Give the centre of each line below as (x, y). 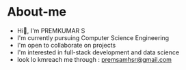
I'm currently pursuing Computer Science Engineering (93, 37)
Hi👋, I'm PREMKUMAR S (51, 31)
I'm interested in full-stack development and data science (98, 52)
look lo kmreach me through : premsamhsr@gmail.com (94, 59)
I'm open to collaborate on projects (66, 45)
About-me (37, 12)
